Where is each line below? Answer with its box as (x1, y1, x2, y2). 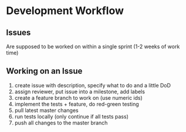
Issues (6, 28, 31, 38)
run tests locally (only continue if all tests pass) (14, 113, 129, 120)
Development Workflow (6, 4, 124, 18)
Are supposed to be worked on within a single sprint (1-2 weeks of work (6, 43, 180, 50)
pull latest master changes (14, 107, 79, 114)
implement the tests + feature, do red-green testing (14, 100, 139, 107)
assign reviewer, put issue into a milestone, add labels (14, 88, 146, 95)
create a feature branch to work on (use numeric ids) (14, 94, 143, 101)
